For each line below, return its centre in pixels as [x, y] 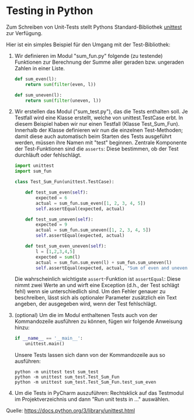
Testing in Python [50, 11]
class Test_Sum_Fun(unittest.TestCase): [64, 182]
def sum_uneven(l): [38, 95]
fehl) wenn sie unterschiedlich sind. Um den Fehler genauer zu [90, 291]
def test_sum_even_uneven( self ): [66, 246]
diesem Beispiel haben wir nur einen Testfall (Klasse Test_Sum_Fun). [97, 124]
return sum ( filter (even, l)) [61, 84]
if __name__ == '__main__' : [49, 338]
